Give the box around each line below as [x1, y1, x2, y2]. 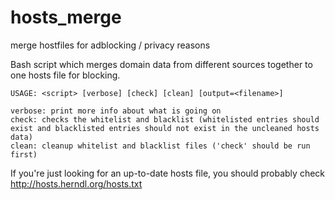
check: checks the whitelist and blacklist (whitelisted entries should [10, 114, 320, 125]
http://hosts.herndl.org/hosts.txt [10, 177, 143, 190]
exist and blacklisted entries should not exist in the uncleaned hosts [10, 123, 320, 133]
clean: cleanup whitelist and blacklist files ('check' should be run [10, 141, 311, 151]
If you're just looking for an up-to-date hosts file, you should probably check [10, 167, 326, 179]
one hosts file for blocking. [10, 69, 121, 81]
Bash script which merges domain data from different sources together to [10, 58, 313, 70]
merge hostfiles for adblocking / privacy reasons [10, 39, 211, 51]
